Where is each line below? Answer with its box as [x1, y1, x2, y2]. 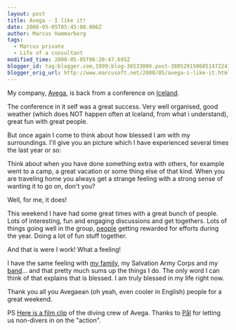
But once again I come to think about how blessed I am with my [7, 131, 191, 139]
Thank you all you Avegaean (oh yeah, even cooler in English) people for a [7, 287, 223, 296]
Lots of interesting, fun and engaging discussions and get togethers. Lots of [7, 216, 227, 225]
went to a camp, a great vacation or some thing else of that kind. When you [7, 167, 225, 175]
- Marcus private [13, 43, 65, 50]
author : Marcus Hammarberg [7, 30, 86, 37]
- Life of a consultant [13, 50, 83, 57]
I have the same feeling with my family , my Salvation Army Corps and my [7, 258, 218, 267]
